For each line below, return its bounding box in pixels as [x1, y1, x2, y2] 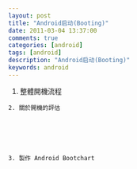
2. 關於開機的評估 [8, 104, 61, 112]
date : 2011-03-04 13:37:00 [8, 26, 97, 34]
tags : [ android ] [8, 49, 62, 57]
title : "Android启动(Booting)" [8, 19, 109, 27]
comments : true [8, 33, 59, 42]
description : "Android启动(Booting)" [8, 57, 131, 65]
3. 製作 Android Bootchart [8, 154, 95, 162]
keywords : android [8, 64, 69, 72]
